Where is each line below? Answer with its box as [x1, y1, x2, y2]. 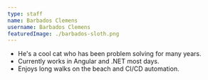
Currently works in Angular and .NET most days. [17, 57, 160, 66]
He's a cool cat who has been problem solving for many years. [17, 50, 202, 58]
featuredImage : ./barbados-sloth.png [7, 30, 120, 38]
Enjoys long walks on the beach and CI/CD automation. [17, 64, 180, 73]
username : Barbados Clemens [7, 23, 91, 30]
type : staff [7, 10, 43, 18]
